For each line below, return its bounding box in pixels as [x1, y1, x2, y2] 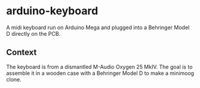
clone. [6, 76, 22, 83]
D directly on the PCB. [6, 30, 61, 37]
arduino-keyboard [6, 4, 99, 18]
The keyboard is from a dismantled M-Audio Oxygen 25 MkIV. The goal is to [6, 63, 193, 70]
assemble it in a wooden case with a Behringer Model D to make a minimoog [6, 70, 195, 77]
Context [6, 48, 37, 58]
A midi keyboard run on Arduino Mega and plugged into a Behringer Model [6, 24, 190, 31]
